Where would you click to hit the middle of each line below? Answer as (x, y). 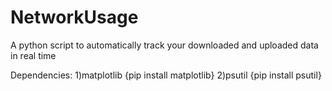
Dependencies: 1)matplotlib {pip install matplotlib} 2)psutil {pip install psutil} (166, 75)
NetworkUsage (74, 17)
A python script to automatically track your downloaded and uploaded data (164, 45)
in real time (33, 55)
